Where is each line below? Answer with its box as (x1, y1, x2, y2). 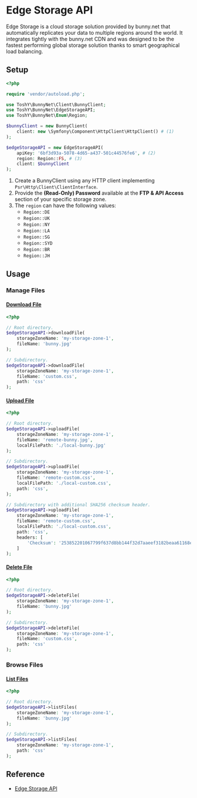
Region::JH (23, 253, 50, 259)
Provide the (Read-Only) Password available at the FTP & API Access (14, 190, 184, 197)
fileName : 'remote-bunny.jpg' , (16, 437, 93, 443)
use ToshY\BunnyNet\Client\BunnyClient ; (6, 102, 107, 107)
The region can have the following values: (14, 202, 116, 209)
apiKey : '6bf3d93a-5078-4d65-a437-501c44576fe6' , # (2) (16, 150, 157, 156)
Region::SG (23, 234, 50, 241)
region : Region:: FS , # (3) (16, 155, 83, 161)
